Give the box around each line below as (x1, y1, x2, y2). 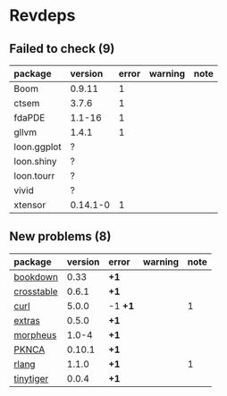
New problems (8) (9, 229, 112, 244)
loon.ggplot (13, 140, 62, 153)
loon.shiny (13, 156, 57, 167)
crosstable (13, 285, 58, 298)
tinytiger (13, 372, 49, 384)
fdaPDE (13, 112, 46, 123)
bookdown (13, 270, 59, 282)
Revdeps (9, 5, 76, 26)
